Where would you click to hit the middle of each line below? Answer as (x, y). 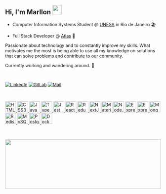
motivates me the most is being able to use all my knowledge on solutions (80, 50)
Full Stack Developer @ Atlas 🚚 (44, 36)
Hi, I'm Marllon (28, 12)
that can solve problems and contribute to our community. (64, 56)
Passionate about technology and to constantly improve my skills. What (78, 45)
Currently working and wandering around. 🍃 (50, 65)
